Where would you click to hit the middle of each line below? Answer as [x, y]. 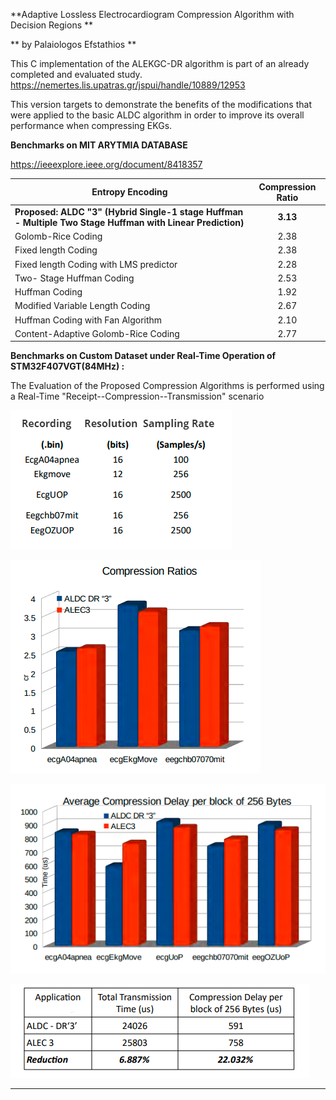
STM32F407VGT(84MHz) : [67, 366]
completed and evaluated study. [76, 74]
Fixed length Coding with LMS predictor [96, 264]
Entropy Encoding [129, 192]
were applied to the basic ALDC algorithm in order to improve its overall [157, 115]
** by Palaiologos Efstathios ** [73, 44]
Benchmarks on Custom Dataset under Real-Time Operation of [143, 356]
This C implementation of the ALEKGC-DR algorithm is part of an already [160, 63]
